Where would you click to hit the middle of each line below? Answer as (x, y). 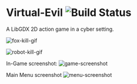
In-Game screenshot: (32, 63)
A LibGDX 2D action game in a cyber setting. (60, 29)
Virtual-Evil (35, 13)
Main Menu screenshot (34, 75)
